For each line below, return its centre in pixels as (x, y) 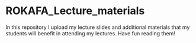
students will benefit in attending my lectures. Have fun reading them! (91, 33)
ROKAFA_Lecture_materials (75, 11)
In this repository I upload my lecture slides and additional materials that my (98, 27)
